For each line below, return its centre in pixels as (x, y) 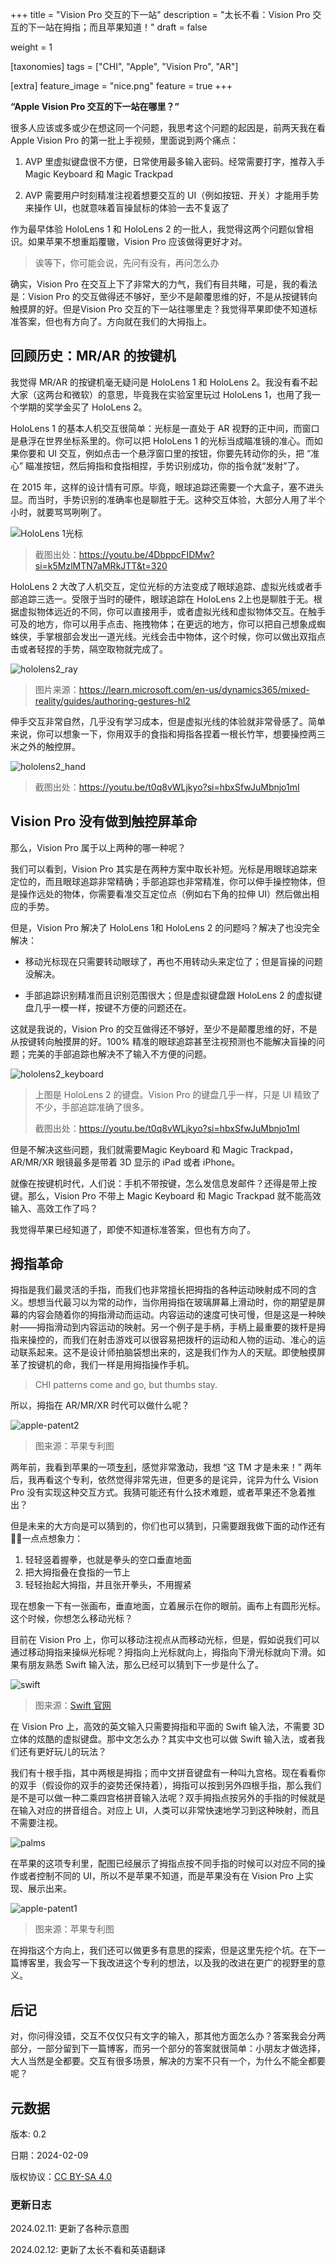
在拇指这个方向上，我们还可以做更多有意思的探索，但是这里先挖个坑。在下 (163, 1950)
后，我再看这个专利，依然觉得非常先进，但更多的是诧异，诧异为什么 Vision (164, 1480)
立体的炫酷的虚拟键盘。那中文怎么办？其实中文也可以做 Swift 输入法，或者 (163, 1739)
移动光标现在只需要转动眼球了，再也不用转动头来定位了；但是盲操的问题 (173, 961)
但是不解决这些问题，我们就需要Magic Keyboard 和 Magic (129, 1149)
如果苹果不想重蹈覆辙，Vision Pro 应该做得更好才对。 (137, 241)
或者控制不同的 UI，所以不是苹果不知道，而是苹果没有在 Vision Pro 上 (161, 1876)
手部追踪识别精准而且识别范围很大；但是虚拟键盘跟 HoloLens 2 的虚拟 (169, 995)
